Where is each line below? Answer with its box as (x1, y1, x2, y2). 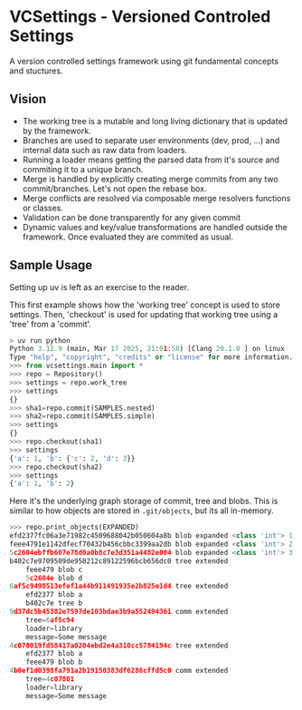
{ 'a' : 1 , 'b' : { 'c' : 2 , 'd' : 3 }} (9, 453, 136, 463)
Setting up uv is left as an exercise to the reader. (9, 281, 190, 292)
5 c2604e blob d (25, 573, 83, 582)
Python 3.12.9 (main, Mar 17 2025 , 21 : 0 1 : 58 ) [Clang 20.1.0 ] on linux (9, 345, 285, 354)
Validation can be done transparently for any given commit (22, 211, 241, 223)
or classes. (22, 202, 64, 213)
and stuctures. (9, 65, 63, 76)
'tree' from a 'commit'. (9, 318, 92, 329)
